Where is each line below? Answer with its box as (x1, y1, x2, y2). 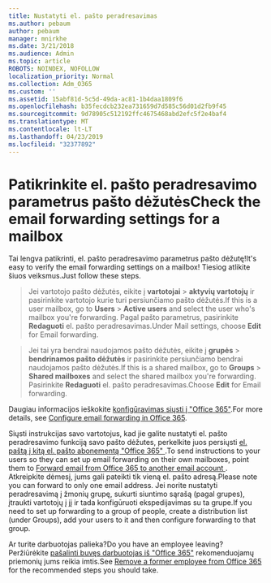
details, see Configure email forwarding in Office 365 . (8, 413, 188, 423)
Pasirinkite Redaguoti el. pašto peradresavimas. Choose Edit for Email (28, 380, 261, 390)
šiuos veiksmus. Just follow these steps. (8, 271, 142, 281)
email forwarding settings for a (8, 209, 221, 228)
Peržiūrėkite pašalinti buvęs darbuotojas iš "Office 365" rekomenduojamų (8, 548, 254, 558)
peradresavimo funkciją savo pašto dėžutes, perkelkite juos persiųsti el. (8, 438, 247, 447)
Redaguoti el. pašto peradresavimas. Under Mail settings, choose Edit (28, 322, 261, 331)
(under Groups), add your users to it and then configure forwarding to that (8, 515, 256, 525)
